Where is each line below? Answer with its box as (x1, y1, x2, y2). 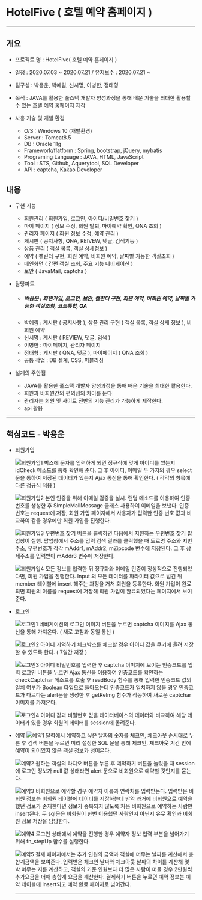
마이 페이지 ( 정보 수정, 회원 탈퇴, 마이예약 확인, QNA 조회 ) (23, 222, 162, 229)
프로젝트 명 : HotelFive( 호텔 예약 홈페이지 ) (14, 55, 117, 63)
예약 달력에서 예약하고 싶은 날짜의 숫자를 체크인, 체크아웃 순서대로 (14, 732, 188, 739)
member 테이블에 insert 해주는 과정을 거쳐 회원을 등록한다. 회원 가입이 (14, 580, 181, 587)
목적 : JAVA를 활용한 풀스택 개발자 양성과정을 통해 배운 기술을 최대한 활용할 (14, 94, 191, 101)
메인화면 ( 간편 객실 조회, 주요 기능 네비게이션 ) (23, 260, 134, 267)
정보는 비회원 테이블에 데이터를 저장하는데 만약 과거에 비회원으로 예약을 (26, 795, 193, 803)
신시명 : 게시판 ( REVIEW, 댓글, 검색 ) (23, 334, 111, 341)
